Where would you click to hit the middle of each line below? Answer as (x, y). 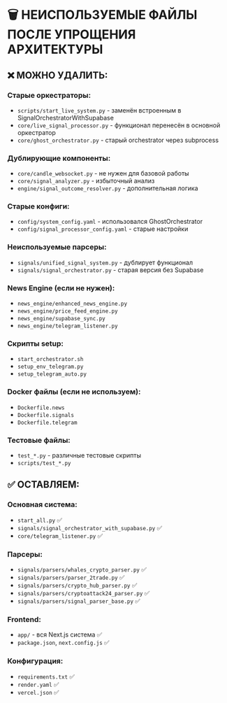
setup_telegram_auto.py (52, 374)
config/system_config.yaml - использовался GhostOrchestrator (110, 222)
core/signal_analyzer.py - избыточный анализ (86, 181)
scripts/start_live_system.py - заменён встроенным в (99, 110)
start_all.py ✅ (40, 520)
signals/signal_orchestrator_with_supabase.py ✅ (90, 527)
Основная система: (43, 504)
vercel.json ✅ (38, 692)
